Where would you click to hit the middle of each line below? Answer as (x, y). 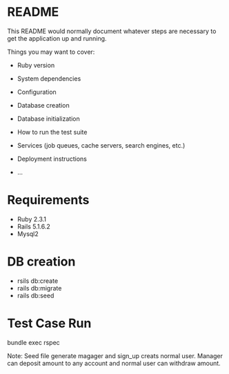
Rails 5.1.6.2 (33, 226)
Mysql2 (28, 234)
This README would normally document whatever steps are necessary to (112, 31)
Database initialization (49, 119)
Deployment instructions (52, 159)
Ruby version (36, 65)
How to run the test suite (52, 132)
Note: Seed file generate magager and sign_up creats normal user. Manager (115, 355)
